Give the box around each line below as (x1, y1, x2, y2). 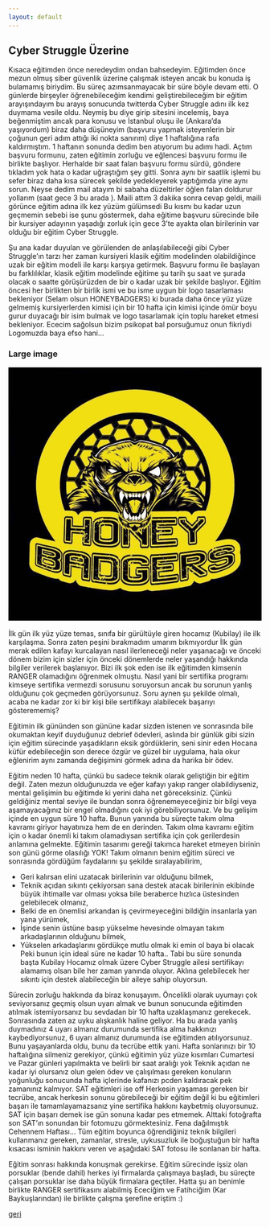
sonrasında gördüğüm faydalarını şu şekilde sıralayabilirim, (8, 856, 202, 866)
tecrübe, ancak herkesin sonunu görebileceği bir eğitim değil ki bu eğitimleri (8, 1092, 260, 1102)
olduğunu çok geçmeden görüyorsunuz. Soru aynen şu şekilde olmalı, (8, 688, 239, 698)
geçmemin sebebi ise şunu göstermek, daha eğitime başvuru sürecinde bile (8, 210, 260, 220)
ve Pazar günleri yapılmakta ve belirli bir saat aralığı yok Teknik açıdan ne (8, 1058, 251, 1068)
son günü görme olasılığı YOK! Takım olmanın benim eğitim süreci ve (8, 847, 235, 857)
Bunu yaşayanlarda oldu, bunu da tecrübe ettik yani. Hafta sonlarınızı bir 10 (8, 1041, 256, 1051)
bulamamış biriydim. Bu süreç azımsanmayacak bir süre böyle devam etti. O (8, 82, 259, 92)
